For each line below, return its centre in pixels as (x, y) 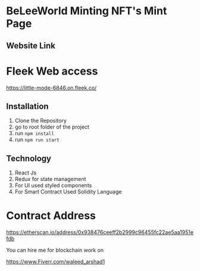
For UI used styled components (53, 185)
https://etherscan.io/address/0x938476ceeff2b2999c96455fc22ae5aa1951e (100, 232)
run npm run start (37, 140)
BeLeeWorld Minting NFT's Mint (87, 11)
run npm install (35, 133)
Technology (29, 158)
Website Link (31, 46)
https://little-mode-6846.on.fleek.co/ (51, 88)
